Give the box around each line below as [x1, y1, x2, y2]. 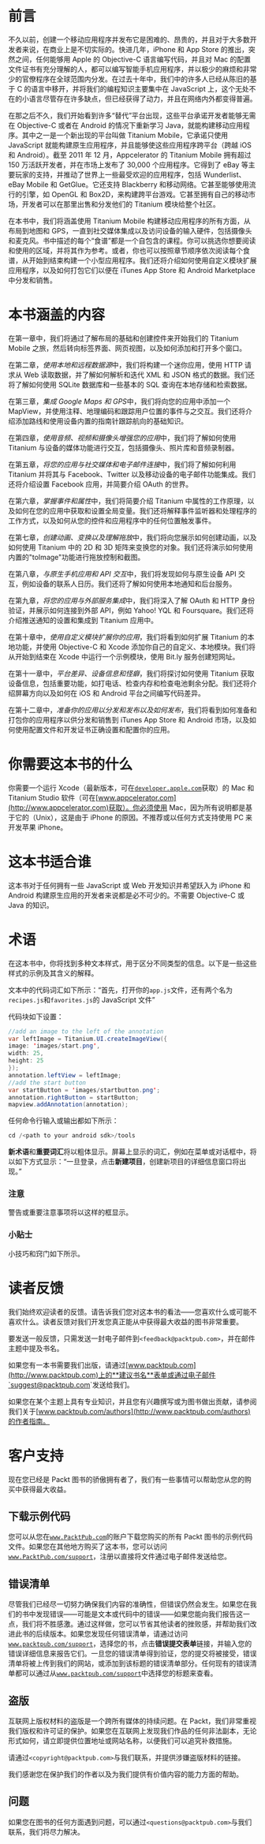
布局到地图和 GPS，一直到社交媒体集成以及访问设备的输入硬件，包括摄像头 [8, 226, 252, 235]
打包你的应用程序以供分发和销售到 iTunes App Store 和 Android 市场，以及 [8, 715, 250, 724]
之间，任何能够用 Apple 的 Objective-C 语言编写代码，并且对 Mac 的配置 [14, 54, 251, 64]
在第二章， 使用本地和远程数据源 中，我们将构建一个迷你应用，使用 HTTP [8, 360, 243, 369]
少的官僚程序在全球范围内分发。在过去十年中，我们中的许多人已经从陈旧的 [8, 74, 250, 84]
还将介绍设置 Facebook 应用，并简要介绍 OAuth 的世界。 [8, 479, 193, 489]
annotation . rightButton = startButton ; [8, 1093, 140, 1101]
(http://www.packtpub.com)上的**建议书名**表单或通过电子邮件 [8, 1370, 216, 1379]
